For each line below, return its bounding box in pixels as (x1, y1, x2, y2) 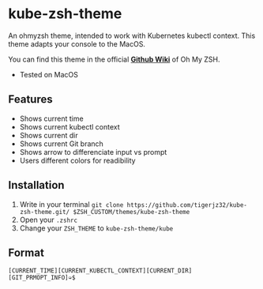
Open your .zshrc (19, 215, 77, 224)
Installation (8, 178, 65, 192)
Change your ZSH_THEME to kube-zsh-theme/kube (19, 223, 174, 233)
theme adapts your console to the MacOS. (8, 39, 146, 48)
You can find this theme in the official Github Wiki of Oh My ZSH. (8, 54, 220, 64)
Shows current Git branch (19, 139, 104, 148)
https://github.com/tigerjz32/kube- (126, 201, 247, 209)
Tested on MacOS (19, 69, 79, 79)
